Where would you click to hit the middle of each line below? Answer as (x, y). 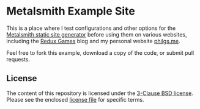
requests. (18, 59)
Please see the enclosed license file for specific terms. (75, 99)
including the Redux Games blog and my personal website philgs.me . (93, 41)
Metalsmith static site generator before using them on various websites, (97, 34)
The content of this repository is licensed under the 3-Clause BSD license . (100, 93)
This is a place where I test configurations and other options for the (91, 28)
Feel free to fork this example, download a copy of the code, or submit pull (100, 52)
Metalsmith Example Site (71, 11)
